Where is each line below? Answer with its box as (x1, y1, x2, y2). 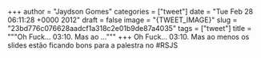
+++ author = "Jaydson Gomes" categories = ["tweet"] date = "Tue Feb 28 (7, 7, 254, 16)
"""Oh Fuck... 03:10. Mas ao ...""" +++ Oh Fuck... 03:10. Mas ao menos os (7, 32, 250, 41)
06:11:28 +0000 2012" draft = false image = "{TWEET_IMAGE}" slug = (7, 15, 238, 25)
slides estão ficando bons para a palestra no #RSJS (7, 41, 178, 50)
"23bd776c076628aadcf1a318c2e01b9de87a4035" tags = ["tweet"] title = (7, 24, 252, 33)
